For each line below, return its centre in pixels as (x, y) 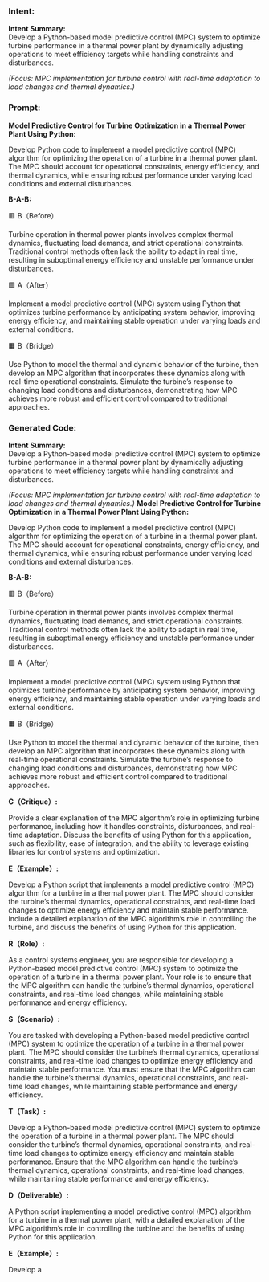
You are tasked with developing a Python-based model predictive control (129, 1035)
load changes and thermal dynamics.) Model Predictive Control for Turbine (135, 503)
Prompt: (24, 108)
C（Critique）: (33, 802)
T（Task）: (27, 1111)
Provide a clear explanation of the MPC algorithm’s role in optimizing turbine (134, 818)
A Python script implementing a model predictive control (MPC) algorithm (130, 1211)
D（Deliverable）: (39, 1195)
